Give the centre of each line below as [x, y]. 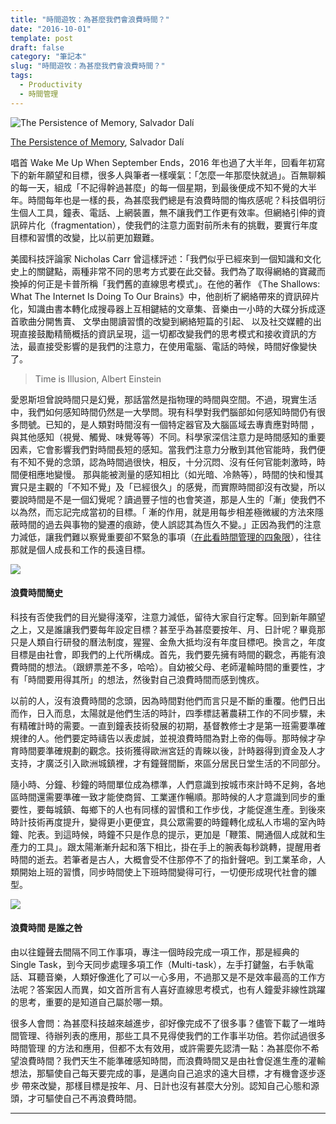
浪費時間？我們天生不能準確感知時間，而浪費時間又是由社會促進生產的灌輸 [172, 1061]
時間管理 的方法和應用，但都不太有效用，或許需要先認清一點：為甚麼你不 [160, 1048]
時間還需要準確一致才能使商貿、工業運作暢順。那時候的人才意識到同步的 [167, 797]
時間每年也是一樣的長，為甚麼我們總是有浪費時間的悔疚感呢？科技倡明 [172, 200]
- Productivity [51, 85]
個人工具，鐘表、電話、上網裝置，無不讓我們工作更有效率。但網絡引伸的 [167, 212]
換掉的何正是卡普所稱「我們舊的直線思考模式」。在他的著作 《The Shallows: [165, 283]
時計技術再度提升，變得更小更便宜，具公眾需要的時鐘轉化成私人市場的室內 [163, 822]
